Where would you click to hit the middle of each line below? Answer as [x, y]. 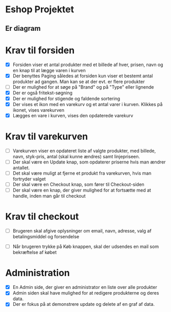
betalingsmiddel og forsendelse [46, 237]
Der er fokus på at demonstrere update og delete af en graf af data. [83, 304]
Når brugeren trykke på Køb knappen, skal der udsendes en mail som [86, 246]
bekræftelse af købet [35, 253]
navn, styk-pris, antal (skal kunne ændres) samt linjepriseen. [76, 156]
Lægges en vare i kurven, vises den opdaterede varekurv [73, 115]
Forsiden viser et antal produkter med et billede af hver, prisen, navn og [88, 65]
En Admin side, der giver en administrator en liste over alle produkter [85, 287]
